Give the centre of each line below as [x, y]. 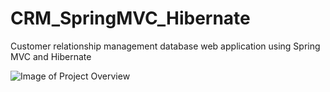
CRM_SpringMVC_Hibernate [130, 18]
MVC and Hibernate [51, 56]
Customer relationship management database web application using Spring [165, 46]
